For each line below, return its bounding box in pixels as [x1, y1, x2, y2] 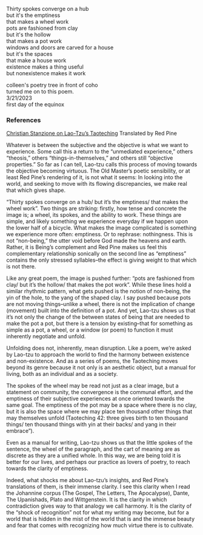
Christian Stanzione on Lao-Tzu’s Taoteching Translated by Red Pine [6, 130, 178, 137]
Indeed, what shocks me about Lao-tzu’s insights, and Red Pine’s [6, 477, 168, 484]
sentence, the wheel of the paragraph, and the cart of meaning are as [6, 446, 181, 453]
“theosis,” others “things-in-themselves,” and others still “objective [6, 154, 173, 162]
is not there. [6, 263, 36, 270]
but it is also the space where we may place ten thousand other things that [6, 408, 193, 415]
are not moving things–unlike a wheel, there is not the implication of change [6, 301, 195, 308]
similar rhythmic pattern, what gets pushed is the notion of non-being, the [6, 288, 191, 295]
